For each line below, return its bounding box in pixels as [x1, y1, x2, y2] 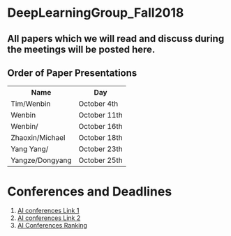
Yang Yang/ [10, 144, 49, 154]
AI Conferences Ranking [17, 221, 87, 230]
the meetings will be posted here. [7, 43, 156, 55]
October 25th [78, 155, 124, 165]
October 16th [78, 122, 124, 132]
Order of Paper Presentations [7, 67, 137, 79]
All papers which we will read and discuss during [7, 33, 225, 45]
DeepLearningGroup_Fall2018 [7, 5, 184, 21]
